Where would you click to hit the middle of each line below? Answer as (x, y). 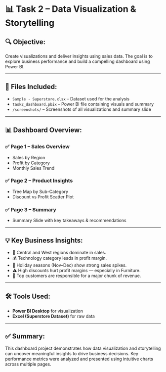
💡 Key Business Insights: (44, 241)
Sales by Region (29, 157)
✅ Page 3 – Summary (31, 209)
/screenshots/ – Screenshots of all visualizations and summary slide (82, 109)
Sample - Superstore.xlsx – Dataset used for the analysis (71, 98)
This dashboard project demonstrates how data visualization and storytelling (83, 348)
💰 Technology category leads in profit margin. (60, 258)
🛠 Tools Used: (28, 297)
